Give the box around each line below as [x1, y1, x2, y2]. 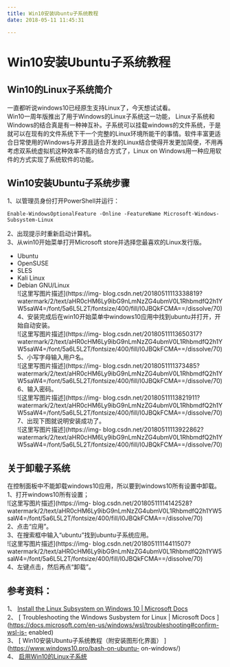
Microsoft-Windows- [163, 211, 220, 218]
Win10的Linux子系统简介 [7, 84, 113, 96]
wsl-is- [7, 628, 27, 636]
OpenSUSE [16, 259, 49, 267]
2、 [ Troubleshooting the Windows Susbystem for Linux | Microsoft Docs [7, 613, 216, 621]
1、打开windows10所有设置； [7, 491, 89, 499]
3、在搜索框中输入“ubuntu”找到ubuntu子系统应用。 [7, 531, 152, 540]
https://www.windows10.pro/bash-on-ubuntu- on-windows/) [9, 644, 181, 652]
